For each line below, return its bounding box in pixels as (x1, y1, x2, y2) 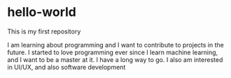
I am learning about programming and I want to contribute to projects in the (7, 40, 224, 49)
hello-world (7, 4, 77, 20)
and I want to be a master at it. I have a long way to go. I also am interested (7, 55, 223, 63)
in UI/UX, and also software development (7, 63, 126, 71)
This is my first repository (7, 27, 81, 36)
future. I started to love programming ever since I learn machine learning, (7, 48, 218, 56)
